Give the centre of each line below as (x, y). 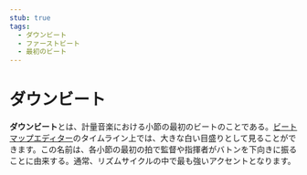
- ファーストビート (49, 43)
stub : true (30, 18)
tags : (20, 26)
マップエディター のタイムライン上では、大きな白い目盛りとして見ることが (149, 139)
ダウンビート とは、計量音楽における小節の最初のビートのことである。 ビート (153, 127)
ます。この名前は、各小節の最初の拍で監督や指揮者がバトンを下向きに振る (157, 149)
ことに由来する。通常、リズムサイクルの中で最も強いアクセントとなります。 (153, 161)
